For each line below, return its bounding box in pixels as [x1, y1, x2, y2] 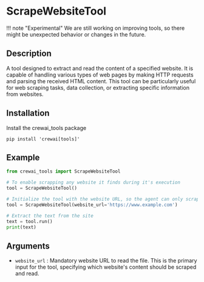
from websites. [6, 90, 44, 98]
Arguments [6, 241, 50, 251]
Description [6, 49, 52, 59]
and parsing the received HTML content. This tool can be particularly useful [6, 77, 196, 84]
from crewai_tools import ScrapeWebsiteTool [6, 168, 121, 174]
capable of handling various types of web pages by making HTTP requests [6, 71, 194, 78]
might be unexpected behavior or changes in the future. [6, 30, 146, 38]
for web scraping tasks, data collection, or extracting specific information [6, 84, 190, 91]
